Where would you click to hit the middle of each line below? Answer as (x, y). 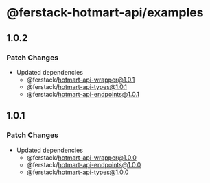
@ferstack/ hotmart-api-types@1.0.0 (78, 172)
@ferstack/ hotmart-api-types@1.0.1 (77, 86)
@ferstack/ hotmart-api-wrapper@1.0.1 (81, 80)
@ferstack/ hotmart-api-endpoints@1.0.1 (83, 94)
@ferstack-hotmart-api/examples (105, 13)
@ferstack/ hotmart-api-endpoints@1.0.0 (84, 164)
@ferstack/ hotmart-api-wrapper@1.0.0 (81, 157)
